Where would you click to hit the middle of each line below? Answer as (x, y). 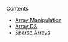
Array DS (26, 26)
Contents (17, 9)
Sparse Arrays (33, 33)
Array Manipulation (38, 20)
